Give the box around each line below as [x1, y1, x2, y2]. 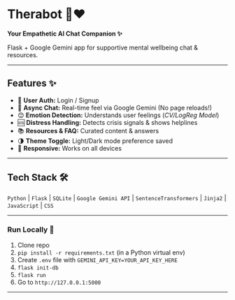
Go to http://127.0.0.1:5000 [17, 278, 101, 286]
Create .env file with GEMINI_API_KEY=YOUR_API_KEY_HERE [17, 255, 178, 264]
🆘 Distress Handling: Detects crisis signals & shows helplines [17, 118, 198, 126]
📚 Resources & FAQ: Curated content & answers [17, 126, 159, 135]
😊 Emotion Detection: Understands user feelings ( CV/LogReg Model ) [17, 111, 220, 119]
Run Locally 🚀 [7, 225, 55, 234]
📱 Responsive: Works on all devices [17, 144, 122, 152]
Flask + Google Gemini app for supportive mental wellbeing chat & [7, 43, 198, 52]
